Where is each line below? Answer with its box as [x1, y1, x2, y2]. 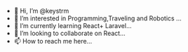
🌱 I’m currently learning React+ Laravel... [13, 22, 132, 30]
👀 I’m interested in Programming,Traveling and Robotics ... [13, 14, 182, 22]
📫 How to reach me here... [13, 37, 93, 45]
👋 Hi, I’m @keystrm [13, 7, 69, 15]
